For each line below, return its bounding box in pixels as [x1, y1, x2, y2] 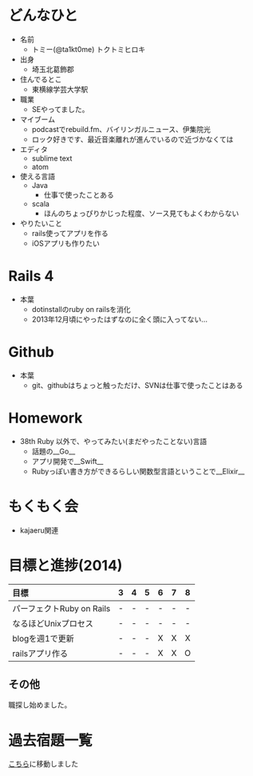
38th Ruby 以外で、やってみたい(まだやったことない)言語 [19, 436, 208, 446]
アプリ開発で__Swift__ [31, 456, 104, 466]
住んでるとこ [19, 74, 62, 84]
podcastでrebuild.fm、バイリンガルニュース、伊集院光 [31, 124, 211, 134]
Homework [8, 409, 83, 427]
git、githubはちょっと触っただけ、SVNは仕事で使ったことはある [31, 380, 243, 390]
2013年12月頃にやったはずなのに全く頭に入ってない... [31, 314, 208, 324]
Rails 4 [8, 267, 54, 286]
